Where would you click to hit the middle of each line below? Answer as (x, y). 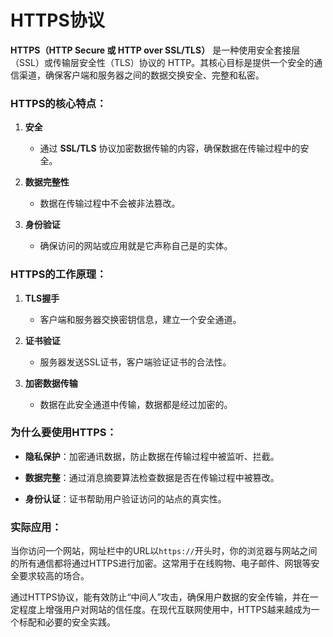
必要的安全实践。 (80, 622)
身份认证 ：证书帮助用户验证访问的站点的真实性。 (125, 498)
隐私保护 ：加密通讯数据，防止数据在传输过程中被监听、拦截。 (152, 456)
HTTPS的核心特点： (58, 103)
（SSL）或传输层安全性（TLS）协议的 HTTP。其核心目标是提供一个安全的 (162, 62)
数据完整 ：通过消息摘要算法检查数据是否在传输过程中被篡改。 (152, 477)
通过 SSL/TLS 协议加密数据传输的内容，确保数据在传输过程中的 (170, 148)
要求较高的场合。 (54, 576)
